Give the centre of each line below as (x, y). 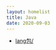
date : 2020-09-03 (28, 23)
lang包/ (24, 41)
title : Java (21, 17)
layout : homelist (28, 12)
